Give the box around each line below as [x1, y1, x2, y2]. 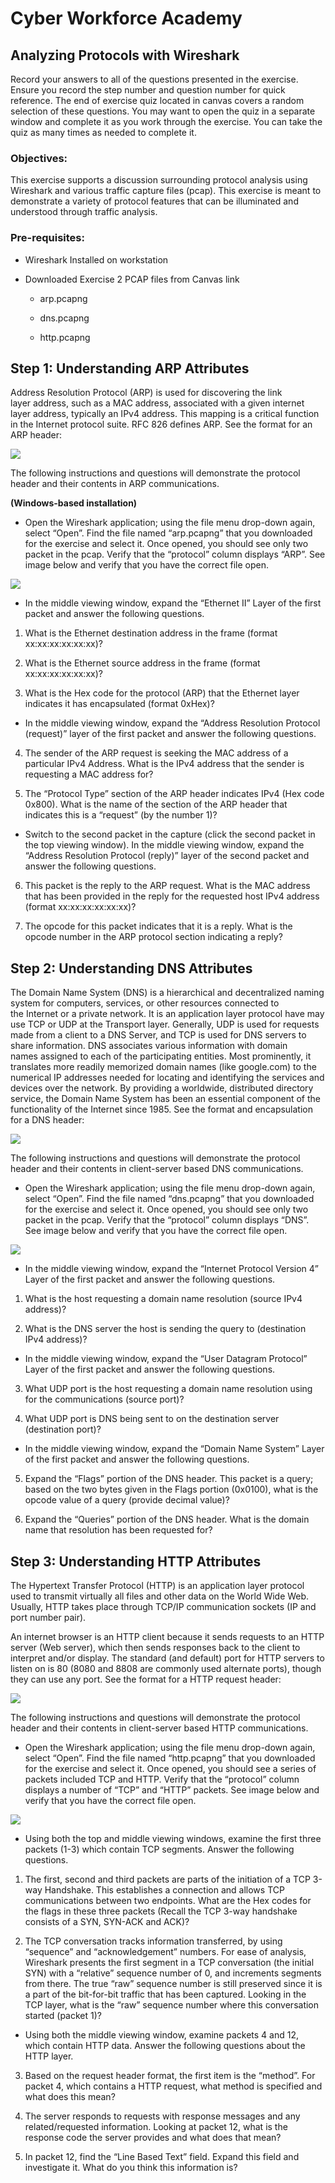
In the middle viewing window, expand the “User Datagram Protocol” [24, 1353, 308, 1365]
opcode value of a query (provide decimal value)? [24, 1494, 230, 1506]
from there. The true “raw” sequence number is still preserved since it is [24, 1978, 323, 1990]
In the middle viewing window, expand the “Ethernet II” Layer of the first [24, 597, 322, 609]
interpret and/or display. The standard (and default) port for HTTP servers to [10, 1652, 325, 1664]
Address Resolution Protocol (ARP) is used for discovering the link [10, 387, 283, 399]
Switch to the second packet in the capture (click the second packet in [24, 828, 316, 841]
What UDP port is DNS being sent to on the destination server [24, 1413, 280, 1425]
